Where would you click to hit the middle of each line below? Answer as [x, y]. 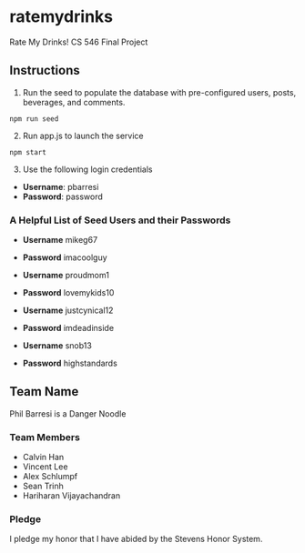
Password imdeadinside [68, 328]
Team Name [44, 392]
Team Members [45, 437]
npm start [28, 152]
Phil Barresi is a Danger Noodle [68, 413]
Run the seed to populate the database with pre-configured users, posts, [159, 92]
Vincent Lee [45, 467]
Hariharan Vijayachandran [71, 496]
